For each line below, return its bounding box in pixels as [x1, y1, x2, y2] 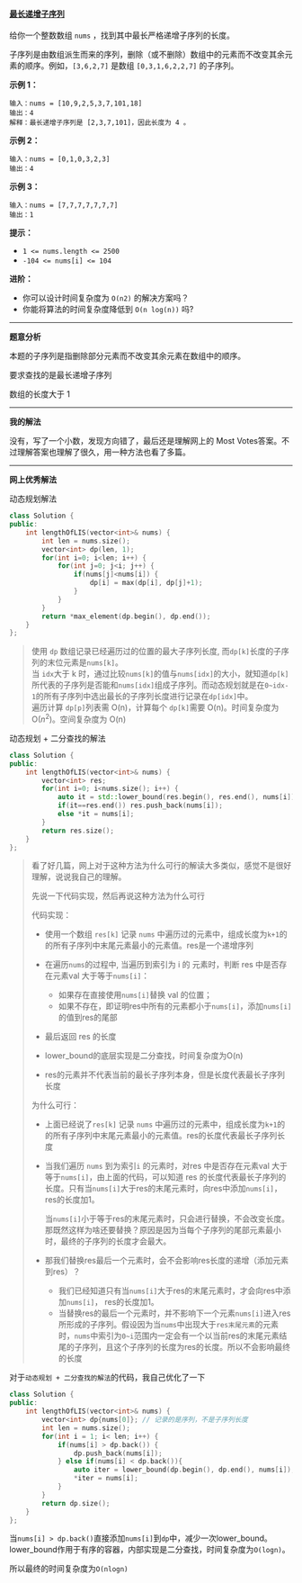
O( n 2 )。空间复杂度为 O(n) [31, 712, 127, 724]
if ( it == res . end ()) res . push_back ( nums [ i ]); [57, 801, 223, 810]
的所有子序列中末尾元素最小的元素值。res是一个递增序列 [44, 940, 254, 951]
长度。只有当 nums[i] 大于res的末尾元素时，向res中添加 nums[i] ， [44, 1183, 283, 1194]
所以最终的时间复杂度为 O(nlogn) [9, 1563, 129, 1574]
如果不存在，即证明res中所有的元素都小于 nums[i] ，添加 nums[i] [58, 1001, 292, 1012]
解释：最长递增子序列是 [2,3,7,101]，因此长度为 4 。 [9, 118, 191, 128]
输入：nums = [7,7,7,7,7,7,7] [9, 201, 119, 211]
